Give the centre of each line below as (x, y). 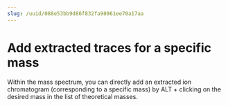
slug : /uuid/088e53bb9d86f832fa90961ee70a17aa (76, 14)
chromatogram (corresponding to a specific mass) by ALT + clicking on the (114, 89)
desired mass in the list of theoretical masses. (73, 96)
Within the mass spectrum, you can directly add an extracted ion (99, 82)
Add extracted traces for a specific (109, 47)
